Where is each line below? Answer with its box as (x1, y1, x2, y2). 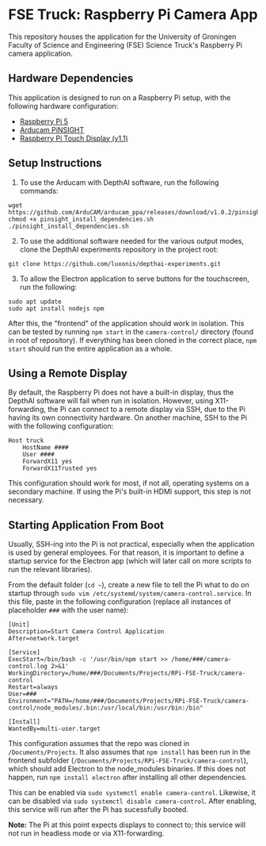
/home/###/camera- (171, 656, 232, 663)
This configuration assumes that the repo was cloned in (8, 739, 190, 748)
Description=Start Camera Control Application (8, 628, 165, 636)
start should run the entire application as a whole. (8, 344, 173, 353)
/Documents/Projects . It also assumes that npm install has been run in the (8, 748, 251, 757)
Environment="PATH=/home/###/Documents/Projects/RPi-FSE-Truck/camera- (8, 697, 249, 706)
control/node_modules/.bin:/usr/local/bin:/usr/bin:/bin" (8, 704, 203, 712)
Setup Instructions (8, 156, 102, 170)
